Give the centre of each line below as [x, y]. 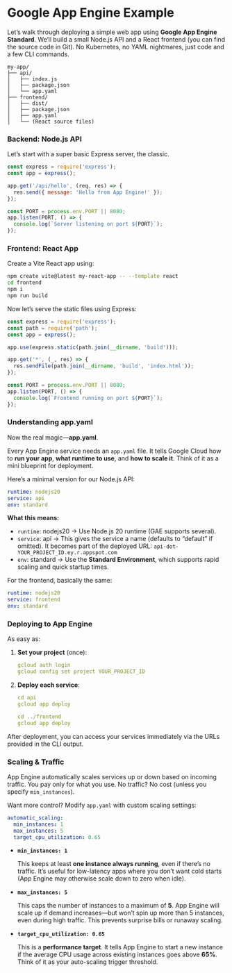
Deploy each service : [48, 685]
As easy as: [24, 639]
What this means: [33, 518]
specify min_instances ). [41, 791]
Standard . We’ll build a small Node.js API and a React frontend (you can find [116, 39]
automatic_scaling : [35, 817]
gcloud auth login [44, 665]
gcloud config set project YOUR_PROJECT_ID [81, 672]
